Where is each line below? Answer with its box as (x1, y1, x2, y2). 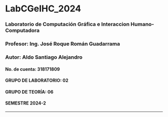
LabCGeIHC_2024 (5, 3, 81, 14)
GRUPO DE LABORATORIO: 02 (5, 78, 68, 84)
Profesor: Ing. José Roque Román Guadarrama (5, 40, 120, 47)
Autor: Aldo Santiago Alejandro (5, 53, 82, 60)
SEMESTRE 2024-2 (5, 100, 46, 106)
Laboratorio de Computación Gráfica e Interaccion (5, 21, 130, 28)
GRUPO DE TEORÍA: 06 (5, 89, 53, 95)
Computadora (5, 27, 40, 34)
